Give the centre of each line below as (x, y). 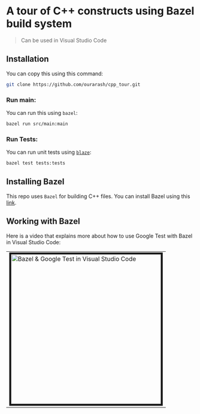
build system (39, 24)
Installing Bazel (35, 182)
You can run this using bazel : (42, 112)
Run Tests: (22, 139)
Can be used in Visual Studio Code (64, 40)
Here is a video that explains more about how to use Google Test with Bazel (99, 236)
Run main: (21, 100)
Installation (28, 59)
